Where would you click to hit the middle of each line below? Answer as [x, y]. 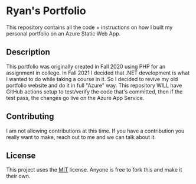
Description [28, 52]
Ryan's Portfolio [46, 11]
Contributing [30, 117]
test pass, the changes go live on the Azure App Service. [75, 98]
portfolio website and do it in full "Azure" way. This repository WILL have [94, 85]
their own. [18, 176]
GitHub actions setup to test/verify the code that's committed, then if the [94, 91]
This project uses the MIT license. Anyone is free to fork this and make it [94, 170]
